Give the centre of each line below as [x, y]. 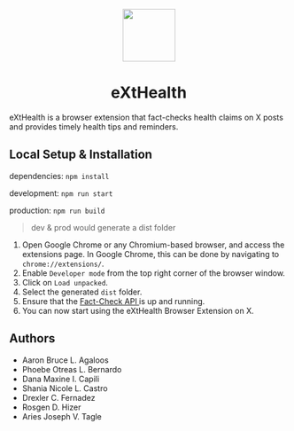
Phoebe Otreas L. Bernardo [72, 369]
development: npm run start [61, 193]
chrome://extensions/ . [63, 263]
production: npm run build [57, 210]
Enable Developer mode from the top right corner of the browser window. [154, 273]
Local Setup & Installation [81, 155]
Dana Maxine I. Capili [61, 379]
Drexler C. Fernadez [58, 397]
